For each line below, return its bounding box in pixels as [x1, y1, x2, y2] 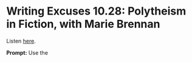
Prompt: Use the [6, 49, 49, 56]
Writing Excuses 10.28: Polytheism [6, 4, 187, 18]
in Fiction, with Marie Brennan [6, 17, 160, 31]
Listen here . [6, 37, 36, 44]
